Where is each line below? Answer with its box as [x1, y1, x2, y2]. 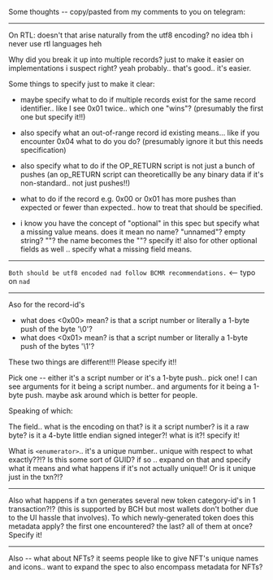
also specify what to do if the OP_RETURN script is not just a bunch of [19, 161, 255, 170]
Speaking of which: [8, 406, 73, 416]
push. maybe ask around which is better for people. [24, 390, 198, 399]
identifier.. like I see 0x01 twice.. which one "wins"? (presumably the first [19, 103, 264, 113]
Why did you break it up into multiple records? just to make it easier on [8, 55, 245, 64]
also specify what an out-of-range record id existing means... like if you [19, 128, 260, 137]
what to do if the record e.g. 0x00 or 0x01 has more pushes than [19, 194, 236, 203]
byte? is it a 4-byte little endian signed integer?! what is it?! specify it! [8, 430, 240, 440]
